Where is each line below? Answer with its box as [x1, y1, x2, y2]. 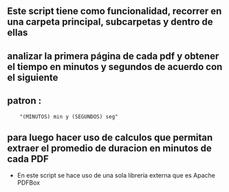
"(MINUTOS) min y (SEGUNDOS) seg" [19, 113, 118, 120]
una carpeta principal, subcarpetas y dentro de [7, 16, 213, 28]
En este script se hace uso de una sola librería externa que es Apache [17, 171, 215, 180]
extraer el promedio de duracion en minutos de [7, 142, 212, 154]
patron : [7, 95, 42, 107]
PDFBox [17, 178, 40, 187]
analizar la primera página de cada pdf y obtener [7, 50, 219, 62]
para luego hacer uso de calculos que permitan [7, 132, 213, 143]
